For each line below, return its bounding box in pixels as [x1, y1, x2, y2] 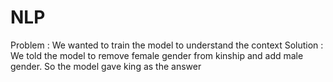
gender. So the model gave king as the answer [10, 60, 202, 72]
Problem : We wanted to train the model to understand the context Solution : [10, 39, 324, 51]
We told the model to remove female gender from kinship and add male [10, 49, 304, 61]
